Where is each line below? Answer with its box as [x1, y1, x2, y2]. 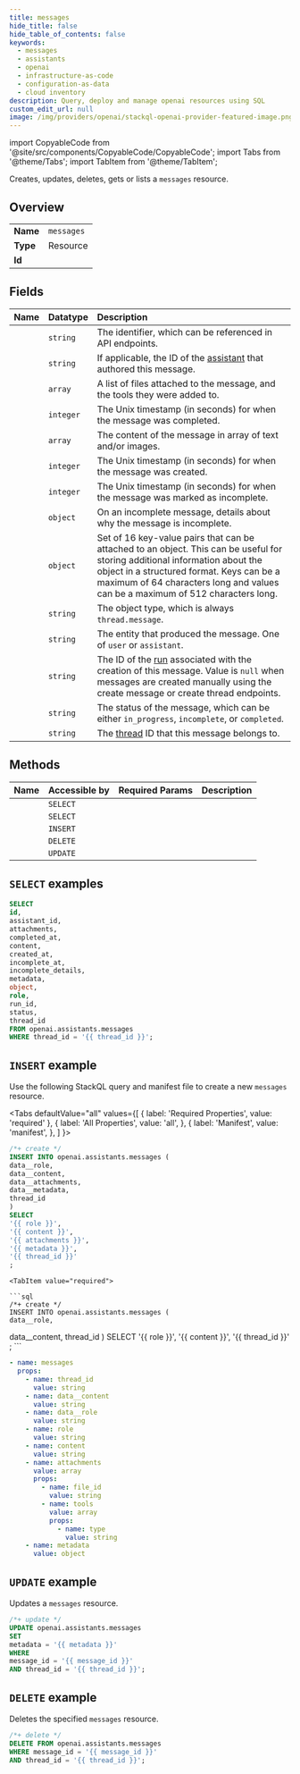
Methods [9, 757, 61, 773]
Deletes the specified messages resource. [9, 1713, 159, 1724]
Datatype [47, 310, 89, 323]
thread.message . [96, 613, 164, 626]
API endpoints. [96, 337, 159, 349]
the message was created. [96, 466, 208, 478]
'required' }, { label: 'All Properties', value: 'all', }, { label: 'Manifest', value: [9, 1118, 279, 1129]
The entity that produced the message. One [96, 627, 279, 640]
